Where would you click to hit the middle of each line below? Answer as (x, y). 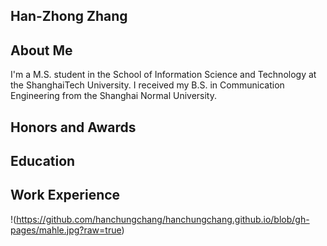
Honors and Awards (73, 127)
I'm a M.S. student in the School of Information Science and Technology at (163, 75)
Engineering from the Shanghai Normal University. (113, 96)
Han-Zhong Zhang (69, 16)
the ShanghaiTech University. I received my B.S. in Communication (147, 85)
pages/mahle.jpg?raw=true (66, 230)
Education (43, 160)
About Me (41, 50)
